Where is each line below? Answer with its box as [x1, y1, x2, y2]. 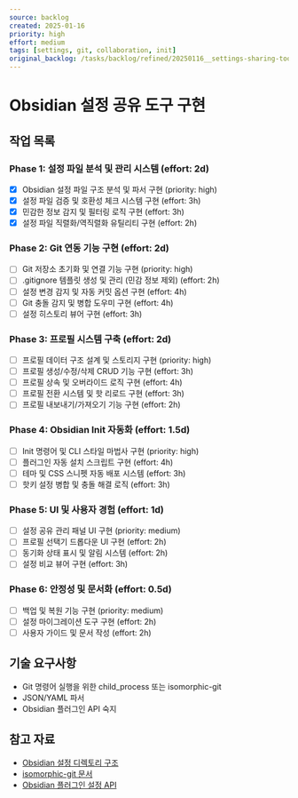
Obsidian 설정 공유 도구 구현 [9, 95, 207, 116]
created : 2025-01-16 [9, 21, 86, 30]
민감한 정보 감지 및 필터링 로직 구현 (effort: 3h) [21, 206, 184, 217]
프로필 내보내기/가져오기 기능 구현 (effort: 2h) [21, 399, 181, 410]
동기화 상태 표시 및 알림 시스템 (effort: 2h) [21, 547, 169, 558]
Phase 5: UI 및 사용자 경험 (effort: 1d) [9, 503, 164, 515]
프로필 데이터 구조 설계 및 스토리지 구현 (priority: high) [21, 355, 212, 365]
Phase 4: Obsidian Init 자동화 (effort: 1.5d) [9, 424, 191, 436]
